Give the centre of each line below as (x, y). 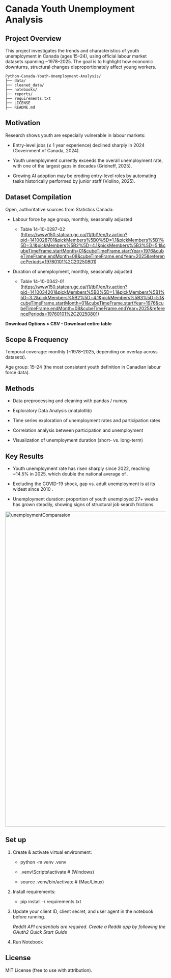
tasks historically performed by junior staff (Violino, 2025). (74, 181)
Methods (20, 388)
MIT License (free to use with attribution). (49, 970)
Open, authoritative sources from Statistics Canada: (60, 209)
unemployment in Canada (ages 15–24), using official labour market (76, 56)
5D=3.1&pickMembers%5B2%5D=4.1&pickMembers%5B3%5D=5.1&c (93, 245)
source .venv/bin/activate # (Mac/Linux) (62, 882)
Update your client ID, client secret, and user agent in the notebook (83, 911)
